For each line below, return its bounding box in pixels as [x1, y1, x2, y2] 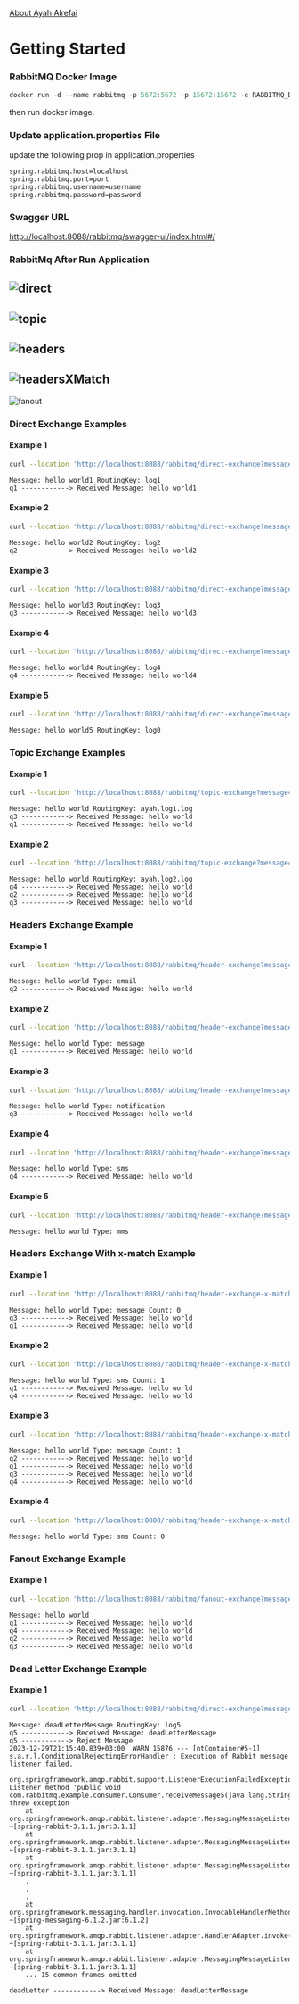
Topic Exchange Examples [9, 747, 125, 759]
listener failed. [9, 1760, 74, 1768]
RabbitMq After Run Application [9, 253, 149, 266]
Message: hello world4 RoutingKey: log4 [9, 664, 162, 673]
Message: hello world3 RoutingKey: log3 [9, 601, 162, 610]
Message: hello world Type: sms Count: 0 [9, 1532, 166, 1541]
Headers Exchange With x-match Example [9, 1247, 196, 1260]
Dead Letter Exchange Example [9, 1662, 148, 1675]
